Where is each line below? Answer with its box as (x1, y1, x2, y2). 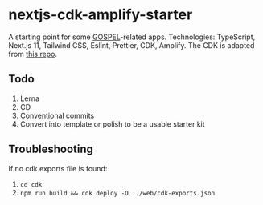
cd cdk (19, 180, 43, 189)
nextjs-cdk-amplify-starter (8, 6, 193, 24)
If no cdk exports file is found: (8, 163, 108, 173)
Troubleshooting (8, 143, 94, 156)
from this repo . (8, 49, 58, 58)
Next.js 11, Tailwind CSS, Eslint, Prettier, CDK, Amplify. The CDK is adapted (8, 40, 255, 50)
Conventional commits (19, 111, 95, 120)
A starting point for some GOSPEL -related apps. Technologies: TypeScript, (8, 32, 256, 42)
